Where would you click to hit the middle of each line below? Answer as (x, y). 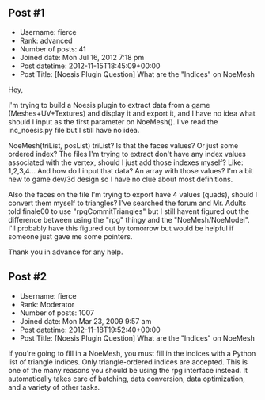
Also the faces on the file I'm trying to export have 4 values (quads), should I (133, 194)
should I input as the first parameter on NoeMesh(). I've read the (113, 121)
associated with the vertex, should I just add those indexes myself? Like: (126, 162)
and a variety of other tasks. (54, 387)
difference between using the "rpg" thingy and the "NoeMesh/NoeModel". (129, 219)
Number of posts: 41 (53, 49)
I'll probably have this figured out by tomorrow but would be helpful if (121, 228)
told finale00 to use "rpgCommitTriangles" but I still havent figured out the (129, 211)
